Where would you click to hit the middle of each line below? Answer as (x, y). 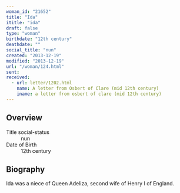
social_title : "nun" (31, 50)
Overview (24, 118)
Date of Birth (21, 145)
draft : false (22, 28)
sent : (13, 72)
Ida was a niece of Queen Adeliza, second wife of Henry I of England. (90, 184)
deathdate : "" (24, 45)
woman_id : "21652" (29, 12)
